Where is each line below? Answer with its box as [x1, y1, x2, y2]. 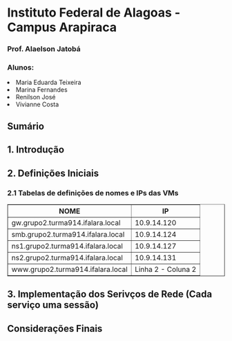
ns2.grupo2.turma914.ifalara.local [11, 253, 123, 262]
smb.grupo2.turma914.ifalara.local [11, 229, 125, 239]
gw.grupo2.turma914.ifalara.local [11, 217, 121, 227]
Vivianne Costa [16, 100, 59, 108]
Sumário [7, 120, 45, 132]
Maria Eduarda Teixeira [16, 78, 81, 87]
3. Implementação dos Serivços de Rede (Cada [7, 289, 213, 300]
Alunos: [7, 63, 35, 72]
